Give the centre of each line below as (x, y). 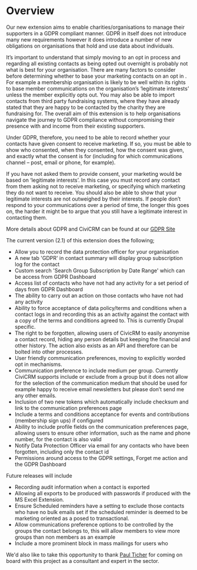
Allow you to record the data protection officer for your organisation (97, 252)
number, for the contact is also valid (58, 439)
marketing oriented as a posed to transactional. (72, 518)
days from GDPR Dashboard (49, 289)
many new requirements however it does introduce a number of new (89, 39)
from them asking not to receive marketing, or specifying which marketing (96, 186)
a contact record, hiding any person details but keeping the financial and (103, 339)
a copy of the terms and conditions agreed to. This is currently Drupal (99, 320)
